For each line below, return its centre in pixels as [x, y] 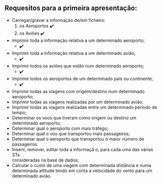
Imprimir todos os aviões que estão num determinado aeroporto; [78, 66]
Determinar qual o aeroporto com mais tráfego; [60, 128]
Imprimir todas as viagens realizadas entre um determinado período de [84, 107]
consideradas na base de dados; [45, 160]
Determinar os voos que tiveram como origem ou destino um [74, 118]
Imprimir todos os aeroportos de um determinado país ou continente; [82, 79]
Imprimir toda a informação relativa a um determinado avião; [74, 53]
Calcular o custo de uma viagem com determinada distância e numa [81, 165]
